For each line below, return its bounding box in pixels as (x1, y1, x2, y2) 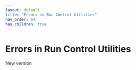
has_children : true (5, 21, 47, 27)
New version (5, 60, 32, 66)
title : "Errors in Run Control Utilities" (5, 12, 97, 17)
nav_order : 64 (5, 17, 36, 22)
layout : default (5, 7, 40, 13)
